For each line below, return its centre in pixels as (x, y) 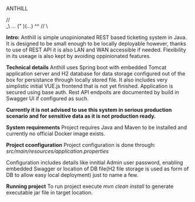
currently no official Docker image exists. (56, 133)
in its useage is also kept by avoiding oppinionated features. (79, 56)
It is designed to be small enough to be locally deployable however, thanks (96, 44)
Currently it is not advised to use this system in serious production (89, 110)
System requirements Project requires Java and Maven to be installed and (96, 127)
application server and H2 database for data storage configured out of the (96, 73)
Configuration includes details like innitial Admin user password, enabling (95, 162)
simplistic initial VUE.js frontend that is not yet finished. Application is (90, 86)
